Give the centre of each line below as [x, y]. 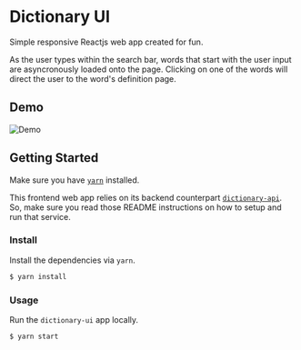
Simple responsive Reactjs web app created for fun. [106, 42]
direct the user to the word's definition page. [93, 78]
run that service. [40, 216]
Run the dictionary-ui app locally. [74, 320]
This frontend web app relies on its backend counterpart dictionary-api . [146, 197]
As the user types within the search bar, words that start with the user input [151, 59]
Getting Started [54, 158]
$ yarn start [34, 337]
